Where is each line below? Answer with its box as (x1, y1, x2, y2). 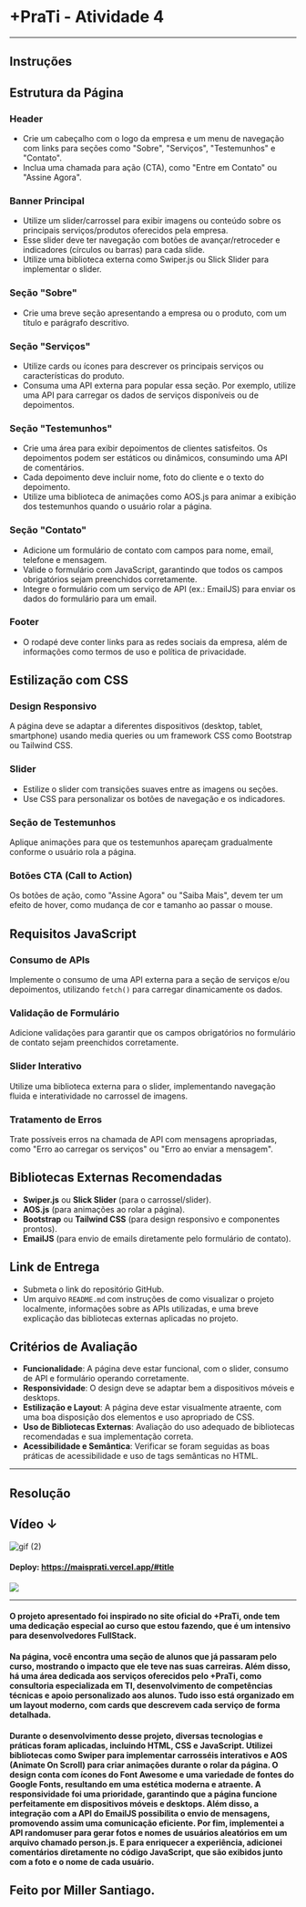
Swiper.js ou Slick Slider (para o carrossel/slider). (22, 1193, 212, 1205)
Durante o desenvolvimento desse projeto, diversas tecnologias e (9, 1730, 264, 1741)
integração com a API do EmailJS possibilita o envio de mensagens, (9, 1808, 270, 1818)
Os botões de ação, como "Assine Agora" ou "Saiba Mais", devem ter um (9, 890, 284, 901)
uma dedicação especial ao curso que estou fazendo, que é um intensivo (9, 1620, 291, 1631)
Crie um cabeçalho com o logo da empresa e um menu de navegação (22, 133, 285, 144)
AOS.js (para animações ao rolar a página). (22, 1204, 185, 1214)
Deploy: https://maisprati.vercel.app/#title (9, 1562, 175, 1573)
